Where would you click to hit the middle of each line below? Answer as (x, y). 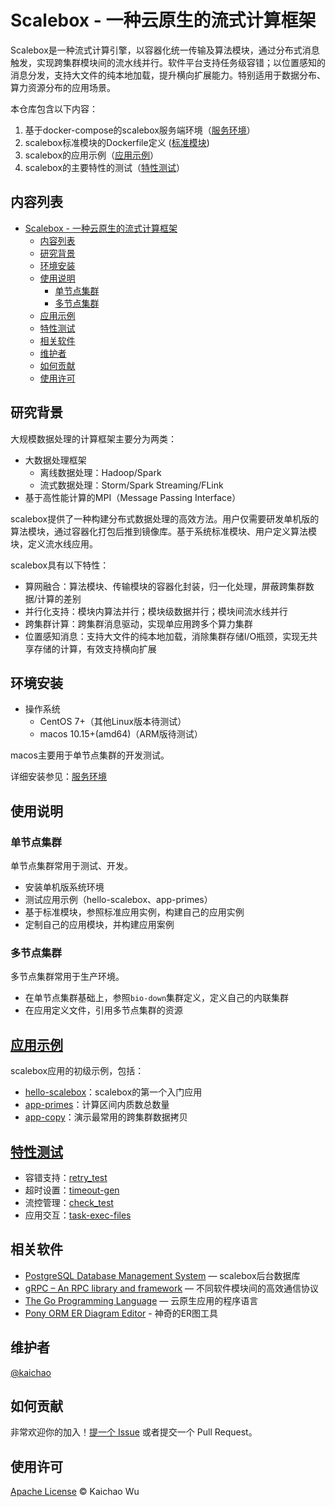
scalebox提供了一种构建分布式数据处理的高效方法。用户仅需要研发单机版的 (165, 518)
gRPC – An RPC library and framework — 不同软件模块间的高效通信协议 (171, 1288)
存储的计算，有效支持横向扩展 (95, 648)
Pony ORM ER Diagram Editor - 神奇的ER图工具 (121, 1313)
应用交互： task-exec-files (78, 1215)
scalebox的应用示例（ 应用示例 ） (92, 155)
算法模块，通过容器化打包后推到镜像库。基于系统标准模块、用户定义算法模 (163, 531)
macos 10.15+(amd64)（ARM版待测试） (121, 734)
